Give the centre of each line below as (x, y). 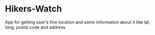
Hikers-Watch (33, 9)
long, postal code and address (35, 27)
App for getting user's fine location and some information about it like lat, (78, 22)
